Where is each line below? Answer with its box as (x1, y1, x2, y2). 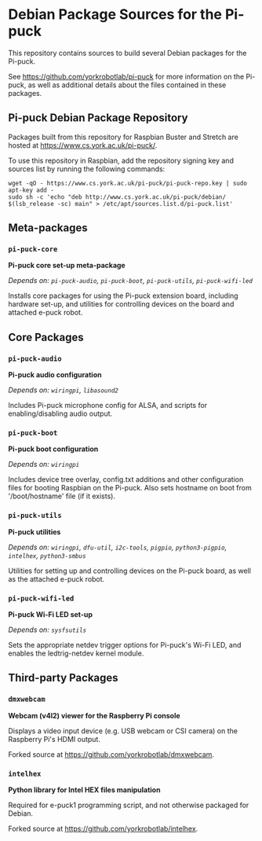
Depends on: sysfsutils (8, 625, 87, 634)
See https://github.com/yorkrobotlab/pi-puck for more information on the (8, 72, 245, 81)
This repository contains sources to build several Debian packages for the (8, 48, 247, 57)
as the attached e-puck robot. (8, 574, 105, 583)
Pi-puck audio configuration (8, 370, 102, 380)
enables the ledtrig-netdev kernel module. (8, 648, 144, 658)
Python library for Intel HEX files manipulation (8, 785, 161, 795)
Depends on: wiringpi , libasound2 (8, 385, 119, 395)
